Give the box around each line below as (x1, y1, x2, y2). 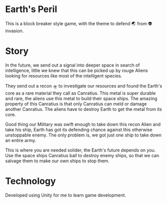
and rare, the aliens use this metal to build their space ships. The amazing (5, 95, 157, 101)
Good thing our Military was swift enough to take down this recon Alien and (5, 121, 161, 127)
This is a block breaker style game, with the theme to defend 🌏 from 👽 (5, 20, 152, 26)
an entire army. (5, 137, 37, 143)
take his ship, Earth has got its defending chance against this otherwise (5, 126, 153, 132)
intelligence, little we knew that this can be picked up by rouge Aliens (5, 67, 148, 74)
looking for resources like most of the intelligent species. (5, 73, 122, 79)
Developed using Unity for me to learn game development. (5, 192, 126, 198)
